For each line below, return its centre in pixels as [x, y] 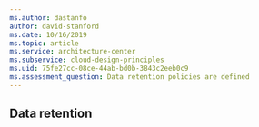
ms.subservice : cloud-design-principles [87, 60]
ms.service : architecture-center [73, 52]
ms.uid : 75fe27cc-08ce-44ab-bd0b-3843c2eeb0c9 [99, 69]
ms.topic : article [44, 43]
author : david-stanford [55, 26]
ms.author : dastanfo [49, 18]
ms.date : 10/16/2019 [49, 34]
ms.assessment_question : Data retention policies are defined [129, 77]
